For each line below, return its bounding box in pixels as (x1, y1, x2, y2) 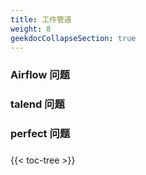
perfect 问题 (10, 127, 71, 141)
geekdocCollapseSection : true (10, 33, 137, 43)
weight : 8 (10, 24, 52, 34)
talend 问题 (10, 97, 65, 111)
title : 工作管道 (10, 14, 72, 25)
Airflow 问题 (10, 68, 70, 82)
